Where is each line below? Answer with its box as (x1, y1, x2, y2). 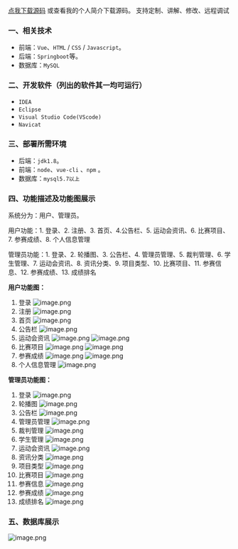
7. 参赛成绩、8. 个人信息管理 (8, 235, 91, 244)
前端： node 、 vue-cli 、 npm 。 (18, 165, 104, 174)
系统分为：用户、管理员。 (8, 211, 83, 220)
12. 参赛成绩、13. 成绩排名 (20, 268, 97, 277)
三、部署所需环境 (8, 139, 67, 149)
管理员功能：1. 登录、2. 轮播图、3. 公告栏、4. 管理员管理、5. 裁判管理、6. (8, 250, 223, 259)
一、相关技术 (8, 26, 53, 36)
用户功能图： (8, 283, 45, 292)
